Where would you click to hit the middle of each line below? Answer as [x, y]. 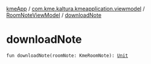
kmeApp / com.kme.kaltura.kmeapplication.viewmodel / [75, 9]
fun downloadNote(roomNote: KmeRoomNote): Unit [67, 56]
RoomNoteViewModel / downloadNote [54, 15]
